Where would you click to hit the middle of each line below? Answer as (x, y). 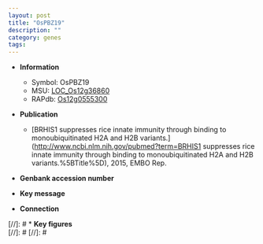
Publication (39, 114)
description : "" (35, 30)
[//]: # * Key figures (40, 224)
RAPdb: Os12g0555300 (69, 99)
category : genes (35, 37)
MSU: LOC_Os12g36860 (70, 91)
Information (39, 67)
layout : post (30, 15)
